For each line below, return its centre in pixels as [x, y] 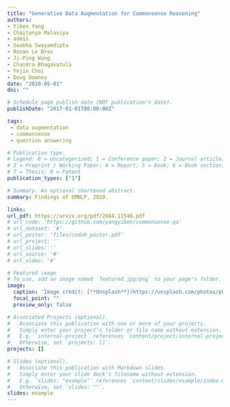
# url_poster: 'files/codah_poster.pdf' [66, 235]
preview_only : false [42, 305]
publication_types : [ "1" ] [44, 178]
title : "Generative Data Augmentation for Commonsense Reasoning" [104, 13]
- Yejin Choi [26, 71]
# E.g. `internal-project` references [66, 336]
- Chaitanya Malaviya [38, 33]
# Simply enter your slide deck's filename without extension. [102, 374]
